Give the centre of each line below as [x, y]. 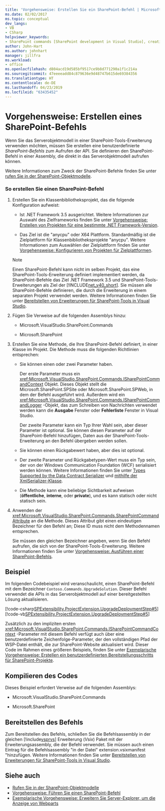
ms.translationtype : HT [29, 78]
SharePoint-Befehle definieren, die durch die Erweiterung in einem [79, 290]
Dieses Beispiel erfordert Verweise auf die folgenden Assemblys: [71, 688]
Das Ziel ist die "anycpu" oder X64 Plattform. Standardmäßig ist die [88, 234]
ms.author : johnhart [26, 51]
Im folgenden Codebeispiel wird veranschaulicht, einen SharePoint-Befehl [80, 584]
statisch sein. [33, 501]
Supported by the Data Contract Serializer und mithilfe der [78, 475]
